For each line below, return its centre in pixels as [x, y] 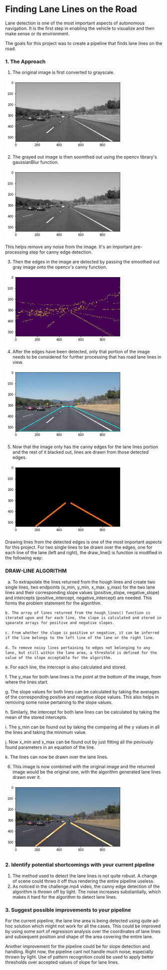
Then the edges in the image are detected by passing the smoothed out [86, 262]
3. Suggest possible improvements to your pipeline [68, 910]
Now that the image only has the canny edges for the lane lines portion [85, 447]
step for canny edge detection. [61, 252]
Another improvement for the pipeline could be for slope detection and [78, 947]
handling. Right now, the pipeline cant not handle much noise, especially [79, 952]
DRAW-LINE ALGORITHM [36, 571]
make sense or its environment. [37, 33]
